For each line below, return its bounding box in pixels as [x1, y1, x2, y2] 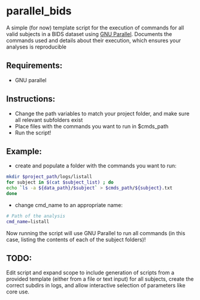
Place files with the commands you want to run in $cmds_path [14, 122, 169, 130]
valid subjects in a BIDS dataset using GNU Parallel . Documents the [6, 30, 172, 37]
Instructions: [6, 94, 56, 104]
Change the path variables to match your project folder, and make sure [14, 110, 190, 117]
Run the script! [14, 129, 51, 136]
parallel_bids [6, 4, 72, 18]
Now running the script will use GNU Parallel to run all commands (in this [6, 229, 186, 236]
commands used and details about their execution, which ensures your [6, 37, 181, 44]
